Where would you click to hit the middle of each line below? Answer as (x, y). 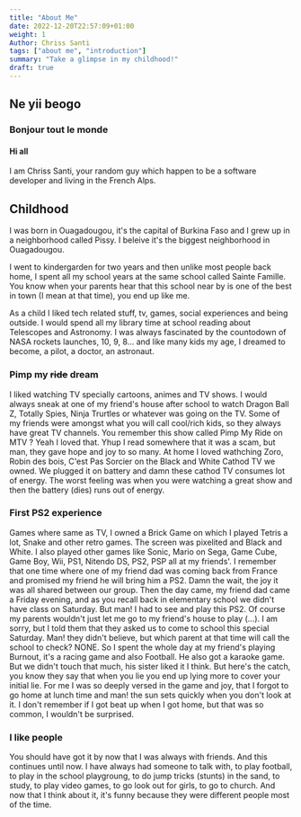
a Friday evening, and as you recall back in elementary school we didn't (142, 599)
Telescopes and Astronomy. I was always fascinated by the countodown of (148, 333)
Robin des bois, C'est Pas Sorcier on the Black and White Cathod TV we (142, 461)
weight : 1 (28, 34)
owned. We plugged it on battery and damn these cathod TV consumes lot (147, 471)
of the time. (31, 804)
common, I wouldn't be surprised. (72, 714)
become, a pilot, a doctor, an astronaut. (82, 351)
